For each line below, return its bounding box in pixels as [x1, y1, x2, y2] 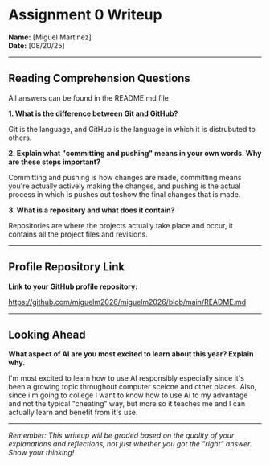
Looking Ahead [8, 327, 86, 341]
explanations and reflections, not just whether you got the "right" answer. [8, 439, 252, 449]
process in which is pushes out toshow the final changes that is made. [8, 189, 241, 199]
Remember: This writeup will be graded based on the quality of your [8, 430, 235, 440]
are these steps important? [8, 157, 100, 167]
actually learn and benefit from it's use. [8, 408, 138, 418]
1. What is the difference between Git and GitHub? [8, 109, 178, 118]
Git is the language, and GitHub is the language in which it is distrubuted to [8, 124, 256, 134]
